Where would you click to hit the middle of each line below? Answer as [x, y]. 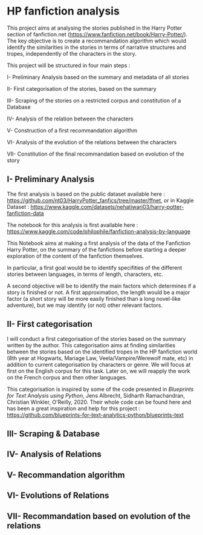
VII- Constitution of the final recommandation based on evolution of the [95, 154]
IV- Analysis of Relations [54, 454]
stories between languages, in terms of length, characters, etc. [85, 274]
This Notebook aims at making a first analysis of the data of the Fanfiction [99, 243]
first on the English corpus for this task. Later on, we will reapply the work [98, 371]
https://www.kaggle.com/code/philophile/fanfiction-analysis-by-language [99, 231]
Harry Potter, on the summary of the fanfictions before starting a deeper [97, 249]
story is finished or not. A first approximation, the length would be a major [98, 292]
